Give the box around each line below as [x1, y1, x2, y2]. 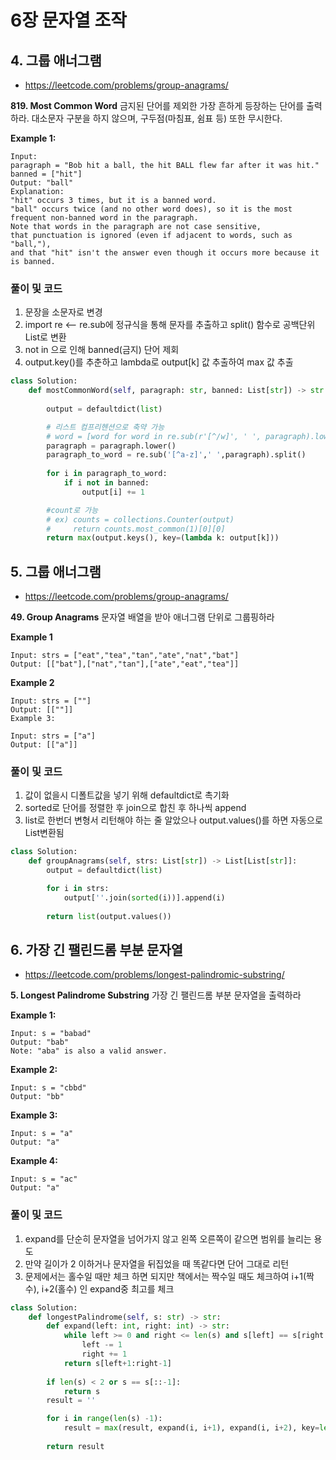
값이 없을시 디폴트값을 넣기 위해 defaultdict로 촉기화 [24, 789, 230, 801]
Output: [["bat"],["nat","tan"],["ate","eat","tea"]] [10, 659, 240, 670]
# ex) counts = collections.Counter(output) [46, 514, 235, 525]
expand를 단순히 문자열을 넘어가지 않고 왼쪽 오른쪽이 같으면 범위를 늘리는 [24, 1232, 312, 1245]
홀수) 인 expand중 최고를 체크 [57, 1282, 175, 1295]
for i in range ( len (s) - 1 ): [46, 1414, 163, 1424]
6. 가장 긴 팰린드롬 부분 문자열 [10, 941, 184, 958]
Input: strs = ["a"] [10, 731, 97, 741]
